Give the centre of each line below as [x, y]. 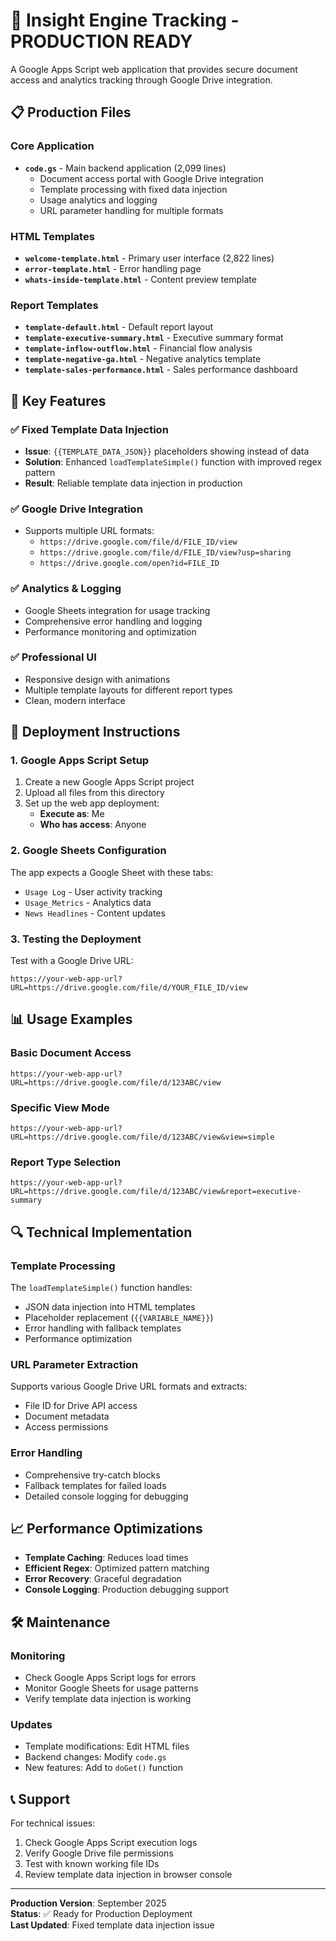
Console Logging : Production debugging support [126, 1590]
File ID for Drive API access [81, 1406]
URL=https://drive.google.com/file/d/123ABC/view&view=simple [142, 1137]
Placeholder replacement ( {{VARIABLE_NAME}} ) [119, 1318]
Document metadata [67, 1416]
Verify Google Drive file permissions [99, 1853]
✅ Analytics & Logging [66, 589]
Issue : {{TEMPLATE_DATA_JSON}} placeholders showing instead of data [167, 451]
